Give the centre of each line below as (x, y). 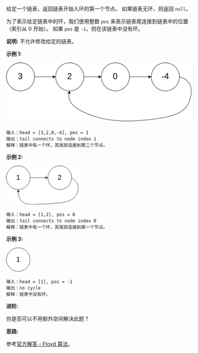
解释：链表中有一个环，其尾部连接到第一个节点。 (57, 227)
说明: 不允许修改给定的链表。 (41, 41)
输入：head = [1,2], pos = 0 (41, 215)
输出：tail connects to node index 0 (51, 221)
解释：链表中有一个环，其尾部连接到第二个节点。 (57, 145)
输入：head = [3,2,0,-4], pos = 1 (47, 133)
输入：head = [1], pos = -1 (39, 282)
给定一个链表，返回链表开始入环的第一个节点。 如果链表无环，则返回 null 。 (99, 9)
